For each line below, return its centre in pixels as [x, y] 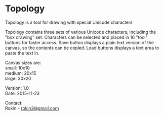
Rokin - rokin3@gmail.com [32, 108]
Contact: [14, 103]
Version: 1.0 [17, 88]
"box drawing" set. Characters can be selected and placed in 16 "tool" [77, 37]
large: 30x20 [18, 78]
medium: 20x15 [20, 73]
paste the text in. [22, 53]
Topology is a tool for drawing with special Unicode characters [69, 22]
